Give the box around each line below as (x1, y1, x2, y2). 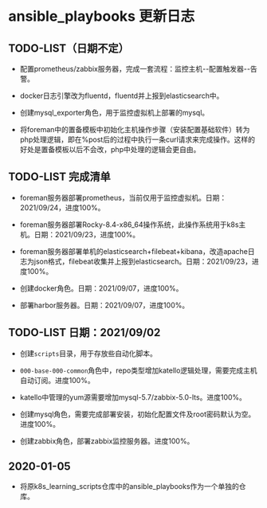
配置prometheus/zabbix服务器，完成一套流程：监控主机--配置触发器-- (19, 64, 251, 73)
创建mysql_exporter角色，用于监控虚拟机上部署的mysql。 (19, 108, 210, 117)
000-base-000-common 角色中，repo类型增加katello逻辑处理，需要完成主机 (19, 365, 257, 375)
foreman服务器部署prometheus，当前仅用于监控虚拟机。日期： (19, 193, 227, 202)
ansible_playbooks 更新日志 (8, 7, 195, 25)
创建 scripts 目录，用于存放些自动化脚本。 (19, 348, 157, 358)
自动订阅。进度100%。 (19, 375, 95, 385)
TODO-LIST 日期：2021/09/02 (8, 326, 161, 339)
